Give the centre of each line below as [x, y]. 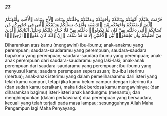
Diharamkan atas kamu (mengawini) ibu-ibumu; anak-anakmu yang [74, 45]
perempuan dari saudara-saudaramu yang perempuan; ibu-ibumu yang [78, 66]
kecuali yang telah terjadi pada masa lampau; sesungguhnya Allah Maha [79, 103]
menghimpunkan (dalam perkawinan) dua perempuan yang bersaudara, [79, 97]
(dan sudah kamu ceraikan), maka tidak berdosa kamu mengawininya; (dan [82, 87]
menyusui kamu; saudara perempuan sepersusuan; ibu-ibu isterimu [75, 71]
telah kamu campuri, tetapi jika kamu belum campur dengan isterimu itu [79, 81]
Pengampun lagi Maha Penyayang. [41, 108]
